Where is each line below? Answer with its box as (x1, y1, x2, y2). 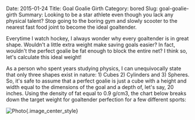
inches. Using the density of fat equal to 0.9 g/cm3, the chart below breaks (6, 90, 187, 97)
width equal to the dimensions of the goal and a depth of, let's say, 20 (6, 84, 174, 90)
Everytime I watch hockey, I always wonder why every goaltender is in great (6, 35, 189, 42)
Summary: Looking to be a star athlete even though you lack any (18, 11, 174, 18)
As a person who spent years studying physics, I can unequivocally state (6, 65, 182, 72)
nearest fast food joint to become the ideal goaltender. (6, 23, 137, 30)
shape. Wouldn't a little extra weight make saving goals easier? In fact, (6, 41, 175, 48)
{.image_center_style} (26, 108, 79, 114)
